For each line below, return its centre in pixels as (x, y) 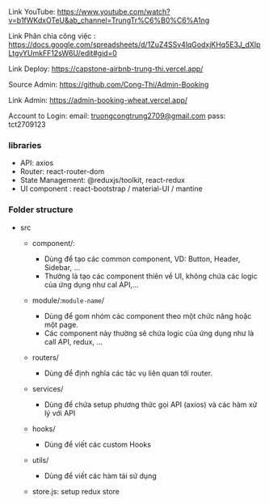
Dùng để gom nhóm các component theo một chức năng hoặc (148, 316)
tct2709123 (27, 124)
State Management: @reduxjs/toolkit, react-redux (103, 180)
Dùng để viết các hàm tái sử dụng (100, 476)
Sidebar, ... (62, 267)
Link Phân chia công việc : (52, 36)
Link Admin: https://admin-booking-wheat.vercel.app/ (98, 100)
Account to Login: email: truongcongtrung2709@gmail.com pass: (117, 116)
